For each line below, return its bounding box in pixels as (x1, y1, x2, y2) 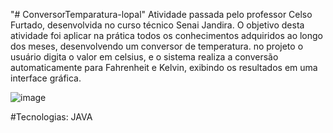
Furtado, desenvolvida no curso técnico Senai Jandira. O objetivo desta (10, 19, 305, 31)
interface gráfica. (10, 72, 82, 84)
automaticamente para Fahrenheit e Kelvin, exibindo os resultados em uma (10, 62, 318, 73)
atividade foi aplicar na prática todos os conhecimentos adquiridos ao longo (10, 30, 323, 41)
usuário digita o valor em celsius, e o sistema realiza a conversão (10, 51, 279, 63)
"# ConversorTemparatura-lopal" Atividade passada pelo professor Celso (10, 9, 313, 20)
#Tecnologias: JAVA (10, 111, 93, 123)
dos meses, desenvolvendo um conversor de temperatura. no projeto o (10, 40, 304, 52)
